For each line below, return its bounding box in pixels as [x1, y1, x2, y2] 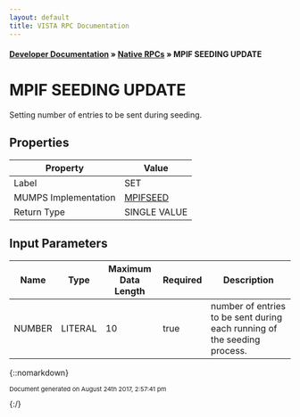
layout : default [9, 12, 70, 22]
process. [211, 344, 247, 356]
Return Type [13, 206, 65, 218]
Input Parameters [9, 236, 108, 251]
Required [162, 274, 203, 286]
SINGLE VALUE [124, 206, 188, 218]
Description [222, 274, 274, 286]
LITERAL [61, 322, 97, 334]
